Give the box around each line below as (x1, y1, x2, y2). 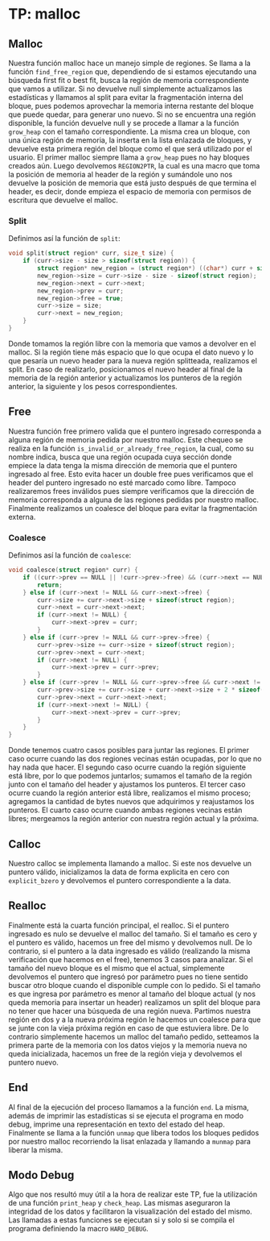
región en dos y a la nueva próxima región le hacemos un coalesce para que (8, 1015, 261, 1024)
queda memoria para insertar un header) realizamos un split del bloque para (8, 997, 261, 1007)
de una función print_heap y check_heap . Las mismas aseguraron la (8, 1198, 231, 1208)
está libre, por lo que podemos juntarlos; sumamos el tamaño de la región (8, 771, 252, 781)
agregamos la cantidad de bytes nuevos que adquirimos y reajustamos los (8, 797, 255, 807)
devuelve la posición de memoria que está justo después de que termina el (8, 178, 257, 188)
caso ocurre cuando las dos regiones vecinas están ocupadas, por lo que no (8, 754, 262, 764)
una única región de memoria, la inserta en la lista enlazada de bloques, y (8, 135, 252, 145)
